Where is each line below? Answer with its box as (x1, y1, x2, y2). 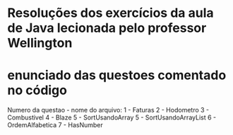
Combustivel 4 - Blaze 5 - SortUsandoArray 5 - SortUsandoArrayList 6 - (7, 113, 217, 122)
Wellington (7, 35, 73, 51)
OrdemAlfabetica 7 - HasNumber (7, 121, 104, 129)
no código (7, 83, 67, 98)
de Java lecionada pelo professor (7, 20, 207, 36)
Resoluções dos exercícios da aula (7, 5, 214, 21)
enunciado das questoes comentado (7, 67, 227, 83)
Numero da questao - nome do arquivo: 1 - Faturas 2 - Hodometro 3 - (7, 106, 210, 115)
